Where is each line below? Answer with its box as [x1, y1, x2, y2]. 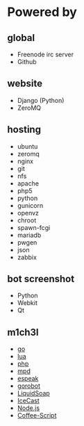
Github [17, 58, 37, 66]
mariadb [17, 231, 42, 239]
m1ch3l [7, 326, 40, 338]
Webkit [17, 299, 38, 307]
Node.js [17, 404, 40, 412]
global [7, 32, 35, 44]
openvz [17, 208, 40, 217]
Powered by [7, 4, 78, 20]
